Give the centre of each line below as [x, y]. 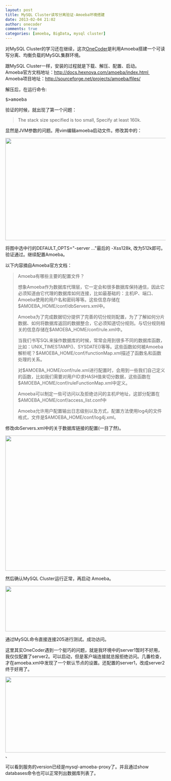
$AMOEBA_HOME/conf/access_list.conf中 [62, 400]
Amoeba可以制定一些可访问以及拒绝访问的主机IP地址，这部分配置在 [89, 394]
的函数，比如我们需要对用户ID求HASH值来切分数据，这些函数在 [84, 377]
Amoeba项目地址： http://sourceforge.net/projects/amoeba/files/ [73, 79]
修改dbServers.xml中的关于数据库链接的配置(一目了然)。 [64, 428]
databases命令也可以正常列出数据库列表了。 [52, 773]
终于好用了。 [19, 669]
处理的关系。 [31, 359]
